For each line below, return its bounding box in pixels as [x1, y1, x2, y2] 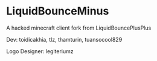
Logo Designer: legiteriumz [6, 47, 74, 55]
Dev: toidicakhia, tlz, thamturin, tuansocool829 [6, 36, 123, 43]
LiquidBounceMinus [6, 4, 109, 18]
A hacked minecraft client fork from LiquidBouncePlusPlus [6, 24, 152, 31]
